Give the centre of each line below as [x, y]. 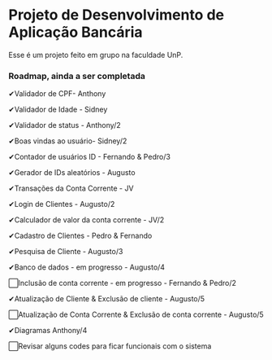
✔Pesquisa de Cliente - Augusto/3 [66, 252]
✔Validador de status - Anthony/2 [65, 125]
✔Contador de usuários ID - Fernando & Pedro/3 [89, 157]
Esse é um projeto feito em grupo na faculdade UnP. [96, 55]
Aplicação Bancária [76, 32]
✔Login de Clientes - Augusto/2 [62, 204]
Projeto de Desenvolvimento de [117, 15]
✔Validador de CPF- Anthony [57, 94]
